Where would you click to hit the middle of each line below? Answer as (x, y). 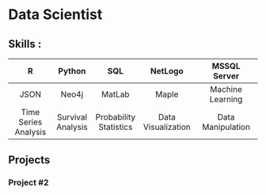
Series (30, 122)
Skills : (25, 44)
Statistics (116, 127)
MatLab (116, 94)
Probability (116, 117)
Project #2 (28, 182)
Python (72, 71)
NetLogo (167, 71)
